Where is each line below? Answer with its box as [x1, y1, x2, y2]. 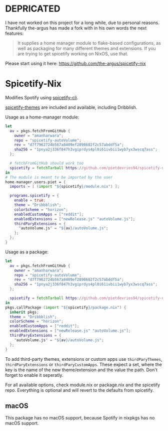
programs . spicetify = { [9, 193, 59, 198]
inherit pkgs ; [9, 310, 39, 315]
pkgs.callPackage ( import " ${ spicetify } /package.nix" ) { [5, 305, 126, 310]
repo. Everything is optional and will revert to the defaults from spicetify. [5, 387, 154, 393]
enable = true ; [14, 198, 46, 203]
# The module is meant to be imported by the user [5, 175, 113, 180]
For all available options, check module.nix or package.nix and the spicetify [5, 382, 160, 388]
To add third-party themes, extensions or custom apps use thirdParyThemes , [5, 356, 162, 362]
